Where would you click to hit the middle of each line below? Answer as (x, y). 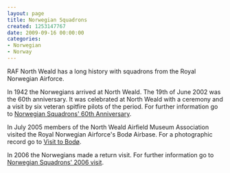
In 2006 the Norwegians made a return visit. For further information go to (111, 154)
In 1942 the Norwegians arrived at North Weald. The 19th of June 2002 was (114, 92)
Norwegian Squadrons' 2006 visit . (56, 162)
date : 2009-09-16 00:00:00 (46, 33)
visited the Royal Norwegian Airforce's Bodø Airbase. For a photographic (110, 134)
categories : (24, 39)
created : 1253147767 (37, 26)
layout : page (26, 13)
